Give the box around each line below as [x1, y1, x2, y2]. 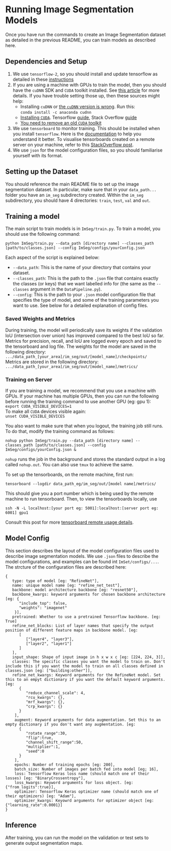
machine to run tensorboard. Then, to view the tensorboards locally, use [5, 495, 157, 502]
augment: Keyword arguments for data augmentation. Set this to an [14, 717, 161, 722]
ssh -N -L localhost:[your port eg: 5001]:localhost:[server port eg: [5, 506, 159, 511]
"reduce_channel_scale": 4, [26, 690, 86, 695]
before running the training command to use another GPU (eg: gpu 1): [5, 398, 152, 404]
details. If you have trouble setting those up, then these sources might [12, 92, 160, 98]
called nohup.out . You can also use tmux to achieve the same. [5, 461, 134, 467]
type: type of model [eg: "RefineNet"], [12, 578, 100, 584]
